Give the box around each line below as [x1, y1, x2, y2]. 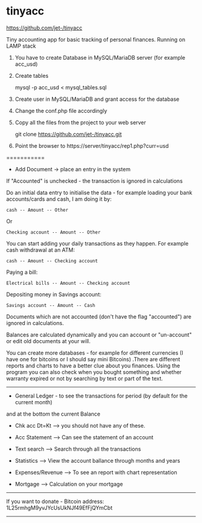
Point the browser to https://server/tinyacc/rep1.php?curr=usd [14, 142, 169, 149]
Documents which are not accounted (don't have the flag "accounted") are [6, 312, 192, 320]
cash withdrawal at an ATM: [6, 246, 75, 253]
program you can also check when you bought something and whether [6, 368, 182, 375]
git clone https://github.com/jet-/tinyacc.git [14, 130, 122, 138]
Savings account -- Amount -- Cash [6, 302, 96, 308]
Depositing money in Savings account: [6, 291, 102, 298]
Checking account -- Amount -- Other [6, 229, 101, 235]
